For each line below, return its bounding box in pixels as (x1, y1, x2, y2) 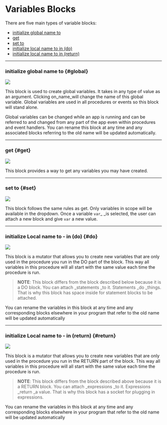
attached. (17, 295, 37, 301)
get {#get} (5, 147, 31, 154)
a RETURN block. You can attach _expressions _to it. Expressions (17, 384, 151, 390)
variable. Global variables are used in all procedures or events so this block (5, 99, 159, 105)
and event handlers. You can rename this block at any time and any (5, 124, 143, 130)
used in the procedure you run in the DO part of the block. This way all (5, 259, 149, 265)
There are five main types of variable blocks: (5, 20, 97, 26)
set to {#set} (5, 185, 36, 192)
